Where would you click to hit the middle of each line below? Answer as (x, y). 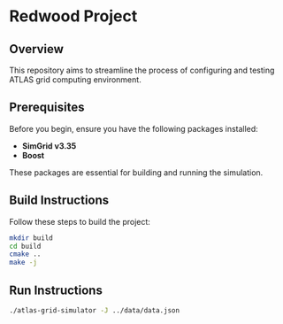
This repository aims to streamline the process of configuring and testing (142, 70)
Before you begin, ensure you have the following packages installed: (134, 128)
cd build (25, 246)
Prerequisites (47, 108)
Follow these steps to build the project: (80, 221)
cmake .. (25, 254)
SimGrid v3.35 (49, 146)
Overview (37, 49)
